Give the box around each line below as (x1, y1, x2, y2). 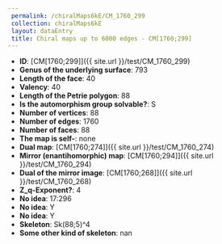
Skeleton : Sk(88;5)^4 (19, 220, 90, 229)
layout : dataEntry (10, 27, 73, 35)
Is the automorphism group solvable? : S (19, 99, 157, 109)
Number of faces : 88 (19, 125, 90, 135)
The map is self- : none (19, 134, 96, 144)
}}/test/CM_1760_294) (19, 159, 92, 170)
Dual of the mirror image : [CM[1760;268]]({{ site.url (19, 168, 193, 178)
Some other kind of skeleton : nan (19, 228, 132, 238)
